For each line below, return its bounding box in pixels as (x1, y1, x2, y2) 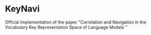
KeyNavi (5, 3, 40, 14)
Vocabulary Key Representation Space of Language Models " (5, 24, 128, 30)
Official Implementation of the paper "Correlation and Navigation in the (5, 19, 147, 25)
